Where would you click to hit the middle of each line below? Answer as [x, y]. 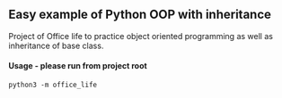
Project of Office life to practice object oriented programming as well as [141, 36]
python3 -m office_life [53, 85]
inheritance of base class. [56, 45]
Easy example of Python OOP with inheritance [140, 15]
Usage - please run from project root [78, 66]
